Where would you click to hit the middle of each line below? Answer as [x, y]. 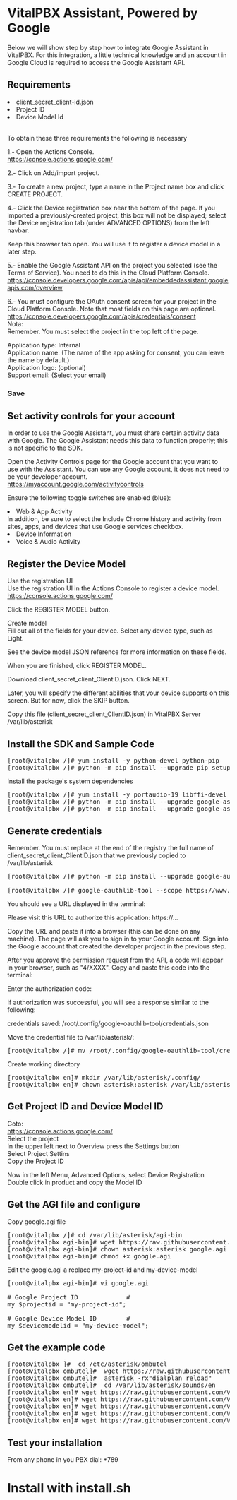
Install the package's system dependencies [70, 781]
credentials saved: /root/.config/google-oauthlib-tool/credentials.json [108, 1023]
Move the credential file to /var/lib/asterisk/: [71, 1037]
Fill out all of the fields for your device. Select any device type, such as [110, 631]
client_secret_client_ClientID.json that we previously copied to [97, 855]
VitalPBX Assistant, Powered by [103, 13]
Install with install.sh [69, 1488]
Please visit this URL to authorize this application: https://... [93, 917]
